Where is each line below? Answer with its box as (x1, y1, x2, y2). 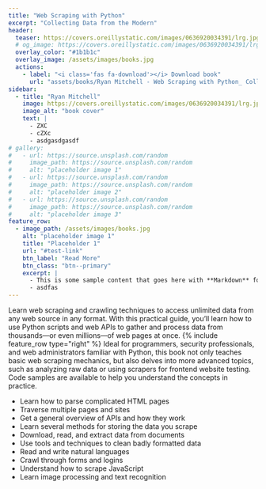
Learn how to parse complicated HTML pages (19, 396, 170, 406)
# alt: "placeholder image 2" (8, 188, 123, 196)
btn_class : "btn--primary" (22, 262, 112, 270)
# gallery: (8, 144, 44, 152)
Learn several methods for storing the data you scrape (19, 422, 198, 431)
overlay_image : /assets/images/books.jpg (15, 56, 154, 64)
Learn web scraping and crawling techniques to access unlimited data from (8, 305, 254, 315)
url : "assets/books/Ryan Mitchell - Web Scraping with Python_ (28, 78, 243, 85)
